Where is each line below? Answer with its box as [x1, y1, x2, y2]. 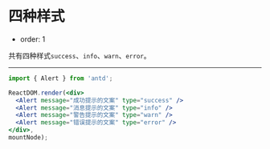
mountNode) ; [8, 134, 48, 142]
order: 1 [19, 34, 46, 44]
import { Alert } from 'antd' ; [8, 74, 113, 83]
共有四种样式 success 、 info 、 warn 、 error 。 [8, 50, 151, 60]
